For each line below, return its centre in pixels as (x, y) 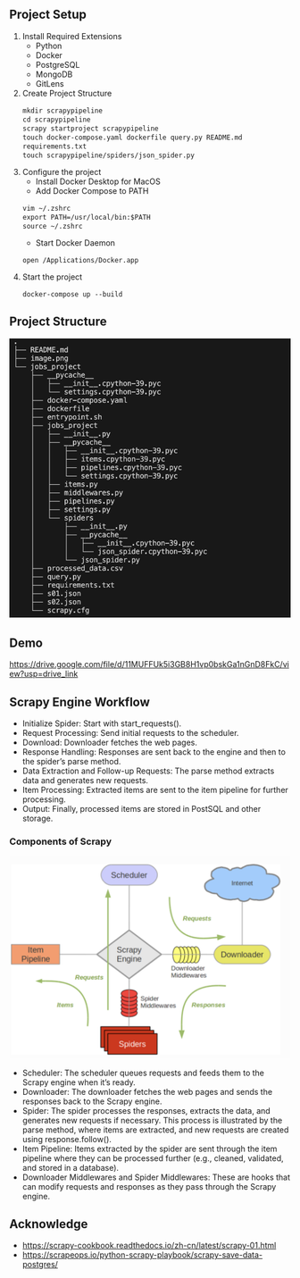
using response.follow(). (67, 1139)
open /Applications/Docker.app (80, 260)
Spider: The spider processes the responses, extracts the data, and (146, 1110)
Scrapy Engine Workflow (79, 702)
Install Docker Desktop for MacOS (98, 181)
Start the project (52, 277)
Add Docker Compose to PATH (92, 190)
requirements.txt (54, 146)
